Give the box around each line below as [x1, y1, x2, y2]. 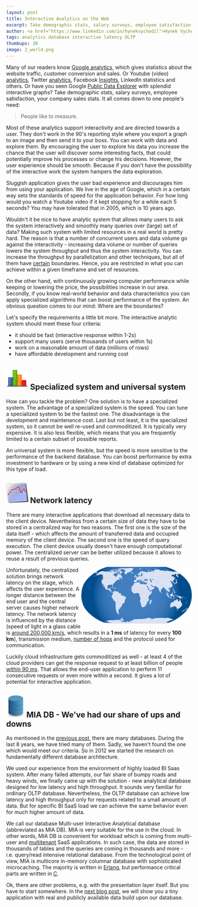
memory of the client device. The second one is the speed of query [6, 536, 170, 543]
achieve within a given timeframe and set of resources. [6, 266, 140, 273]
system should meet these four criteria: [6, 320, 102, 327]
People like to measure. [20, 113, 78, 120]
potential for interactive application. [6, 678, 93, 685]
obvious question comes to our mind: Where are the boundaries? [6, 302, 164, 309]
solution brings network [6, 572, 64, 580]
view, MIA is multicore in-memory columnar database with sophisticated [6, 857, 181, 865]
